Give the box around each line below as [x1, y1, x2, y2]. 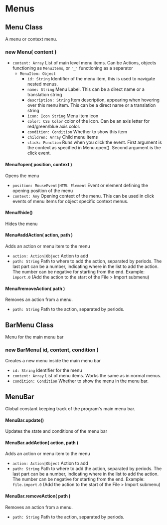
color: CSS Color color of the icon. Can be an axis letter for [27, 118, 150, 124]
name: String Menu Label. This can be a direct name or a [27, 86, 145, 92]
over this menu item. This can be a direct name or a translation [27, 102, 156, 108]
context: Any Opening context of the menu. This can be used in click [12, 193, 155, 199]
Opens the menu [5, 173, 39, 179]
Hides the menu [5, 221, 38, 227]
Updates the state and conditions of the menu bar [5, 428, 108, 434]
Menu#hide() [5, 210, 33, 216]
